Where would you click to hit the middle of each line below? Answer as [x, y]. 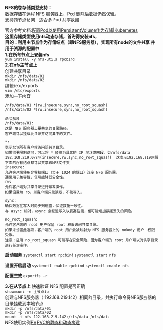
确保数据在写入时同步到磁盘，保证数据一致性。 [45, 206]
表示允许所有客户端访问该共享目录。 [36, 147]
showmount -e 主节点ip [27, 292]
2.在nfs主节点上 [21, 65]
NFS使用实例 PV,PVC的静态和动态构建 [43, 322]
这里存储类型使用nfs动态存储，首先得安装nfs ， [52, 36]
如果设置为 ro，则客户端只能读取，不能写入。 [45, 192]
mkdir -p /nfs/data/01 [28, 309]
